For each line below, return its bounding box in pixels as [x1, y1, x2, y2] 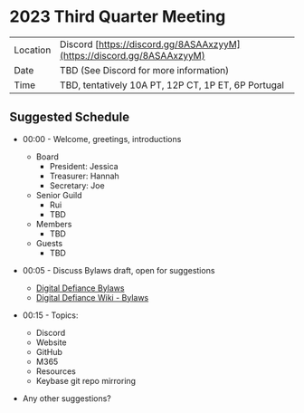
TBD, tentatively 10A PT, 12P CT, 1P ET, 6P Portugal [60, 79, 285, 91]
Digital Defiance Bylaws [35, 283, 125, 293]
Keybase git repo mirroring [35, 375, 137, 386]
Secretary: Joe [49, 179, 106, 191]
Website [35, 337, 67, 348]
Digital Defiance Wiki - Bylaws [35, 292, 149, 303]
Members [35, 218, 72, 229]
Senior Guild [35, 189, 83, 200]
